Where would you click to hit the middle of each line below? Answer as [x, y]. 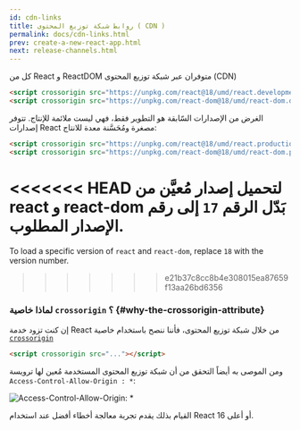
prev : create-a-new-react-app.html [75, 42]
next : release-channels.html [63, 51]
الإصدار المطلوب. [67, 226]
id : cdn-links [36, 17]
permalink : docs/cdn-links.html [69, 34]
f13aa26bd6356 [194, 287]
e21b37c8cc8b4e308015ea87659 [226, 277]
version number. [39, 260]
